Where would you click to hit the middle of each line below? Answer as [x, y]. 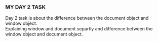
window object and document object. [44, 34]
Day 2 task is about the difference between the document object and [77, 18]
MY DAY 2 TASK [26, 7]
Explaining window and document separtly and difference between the [79, 29]
